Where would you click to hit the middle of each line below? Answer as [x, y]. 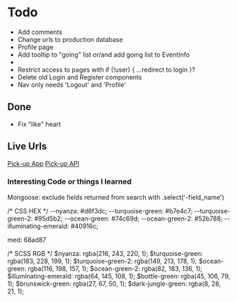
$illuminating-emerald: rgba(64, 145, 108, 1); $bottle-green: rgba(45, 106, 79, [119, 276]
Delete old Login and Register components [80, 77]
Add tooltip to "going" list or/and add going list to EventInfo [103, 55]
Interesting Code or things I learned [70, 181]
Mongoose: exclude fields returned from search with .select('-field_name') [116, 197]
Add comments [40, 32]
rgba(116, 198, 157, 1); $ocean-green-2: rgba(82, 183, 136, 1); [115, 268]
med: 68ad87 [27, 240]
